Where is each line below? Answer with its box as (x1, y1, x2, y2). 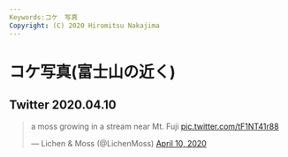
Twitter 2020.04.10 (9, 98, 117, 113)
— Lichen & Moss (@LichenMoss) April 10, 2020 (30, 138, 208, 148)
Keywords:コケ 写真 (9, 12, 78, 22)
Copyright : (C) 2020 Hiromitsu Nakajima (9, 21, 161, 30)
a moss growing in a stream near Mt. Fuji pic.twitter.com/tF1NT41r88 (30, 121, 280, 131)
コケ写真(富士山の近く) (9, 62, 177, 82)
